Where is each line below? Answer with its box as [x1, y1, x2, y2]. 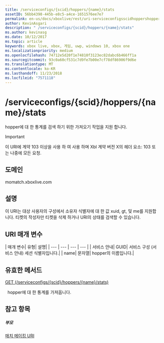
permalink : [5, 16, 27, 21]
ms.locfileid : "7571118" [5, 75, 56, 80]
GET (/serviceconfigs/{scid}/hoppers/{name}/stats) [5, 279, 109, 285]
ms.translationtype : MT [5, 62, 54, 67]
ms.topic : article [5, 39, 42, 44]
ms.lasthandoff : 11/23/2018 [5, 71, 62, 76]
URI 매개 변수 [5, 230, 43, 238]
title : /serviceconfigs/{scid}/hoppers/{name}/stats [5, 7, 115, 12]
